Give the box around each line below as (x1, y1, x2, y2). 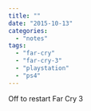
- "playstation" (15, 64, 69, 72)
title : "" (8, 11, 42, 20)
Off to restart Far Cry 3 (8, 93, 84, 103)
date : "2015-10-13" (8, 19, 73, 27)
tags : (8, 42, 26, 50)
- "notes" (15, 34, 48, 43)
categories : (8, 27, 48, 35)
